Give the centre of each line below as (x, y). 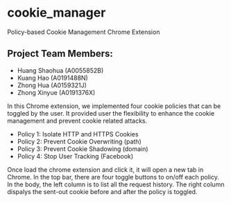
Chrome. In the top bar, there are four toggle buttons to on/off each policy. (113, 177)
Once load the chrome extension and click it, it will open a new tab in (105, 169)
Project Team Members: (60, 54)
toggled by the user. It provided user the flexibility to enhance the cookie (111, 113)
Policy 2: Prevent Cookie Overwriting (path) (79, 141)
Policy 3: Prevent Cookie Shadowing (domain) (83, 149)
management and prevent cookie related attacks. (77, 121)
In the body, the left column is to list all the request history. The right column (116, 184)
